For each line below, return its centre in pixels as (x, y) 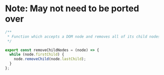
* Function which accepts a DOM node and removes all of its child (77, 37)
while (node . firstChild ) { (37, 54)
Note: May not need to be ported (72, 9)
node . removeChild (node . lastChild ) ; (50, 59)
